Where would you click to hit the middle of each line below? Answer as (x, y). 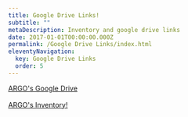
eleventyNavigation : (42, 51)
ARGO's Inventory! (38, 105)
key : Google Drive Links (56, 59)
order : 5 (29, 66)
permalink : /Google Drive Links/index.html (80, 44)
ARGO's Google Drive (43, 88)
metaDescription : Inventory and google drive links (94, 30)
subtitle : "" (29, 23)
